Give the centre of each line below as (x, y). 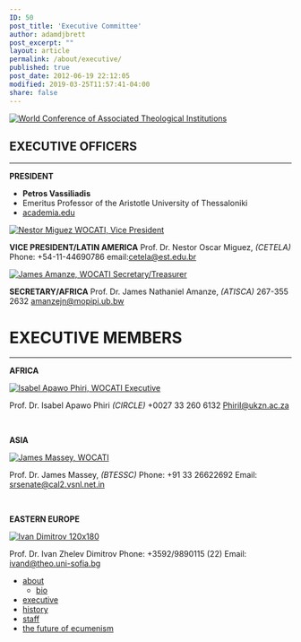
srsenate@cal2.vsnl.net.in (57, 484)
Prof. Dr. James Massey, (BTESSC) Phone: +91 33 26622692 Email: (133, 475)
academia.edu (48, 213)
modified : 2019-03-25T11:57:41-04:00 (80, 84)
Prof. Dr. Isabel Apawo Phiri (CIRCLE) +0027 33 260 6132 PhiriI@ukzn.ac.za (149, 405)
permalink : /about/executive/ (66, 59)
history (35, 610)
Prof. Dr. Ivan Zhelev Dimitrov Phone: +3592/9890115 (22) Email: (128, 554)
